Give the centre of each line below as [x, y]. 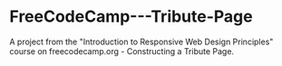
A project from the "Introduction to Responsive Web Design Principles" [141, 42]
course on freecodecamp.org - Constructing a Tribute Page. [122, 51]
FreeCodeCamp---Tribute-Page [131, 17]
